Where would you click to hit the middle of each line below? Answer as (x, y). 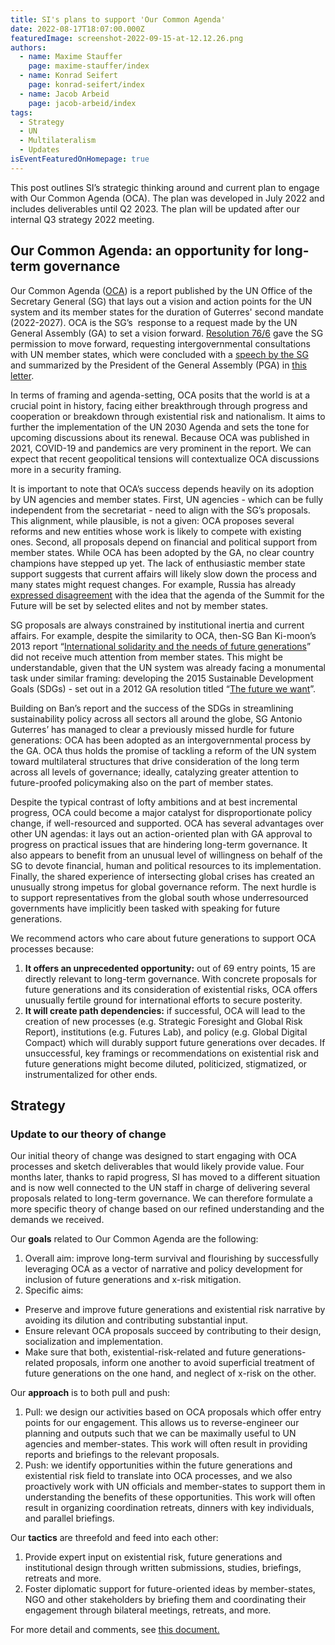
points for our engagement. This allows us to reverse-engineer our (162, 1423)
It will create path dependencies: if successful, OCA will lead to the (165, 1010)
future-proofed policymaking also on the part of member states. (142, 782)
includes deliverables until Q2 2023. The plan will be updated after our (155, 208)
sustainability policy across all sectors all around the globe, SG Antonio (156, 718)
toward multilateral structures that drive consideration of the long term (155, 761)
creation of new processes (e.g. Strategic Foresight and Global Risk (163, 1021)
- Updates (39, 150)
